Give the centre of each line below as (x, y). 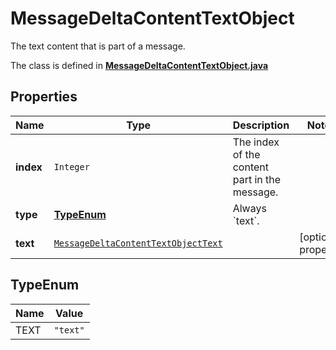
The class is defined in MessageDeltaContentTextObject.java (139, 65)
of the (246, 154)
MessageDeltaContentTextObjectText (138, 243)
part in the (257, 179)
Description (261, 125)
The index (256, 142)
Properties (44, 97)
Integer (71, 166)
